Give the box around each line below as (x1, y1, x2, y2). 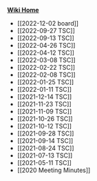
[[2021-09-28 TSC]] (17, 129, 74, 137)
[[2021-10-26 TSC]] (17, 115, 74, 123)
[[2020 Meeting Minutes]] (17, 166, 91, 174)
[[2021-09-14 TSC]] (17, 137, 74, 144)
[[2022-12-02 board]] (17, 19, 79, 27)
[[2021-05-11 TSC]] (17, 159, 72, 166)
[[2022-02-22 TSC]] (17, 64, 76, 71)
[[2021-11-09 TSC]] (17, 107, 72, 115)
